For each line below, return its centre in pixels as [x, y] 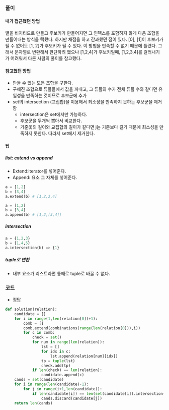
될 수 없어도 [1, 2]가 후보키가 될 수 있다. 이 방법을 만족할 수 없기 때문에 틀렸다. [81, 46]
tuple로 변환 [17, 260]
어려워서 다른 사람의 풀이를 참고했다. [46, 58]
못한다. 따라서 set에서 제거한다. [64, 133]
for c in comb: [39, 333]
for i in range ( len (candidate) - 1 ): [52, 384]
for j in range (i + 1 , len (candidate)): [63, 389]
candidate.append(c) [63, 375]
